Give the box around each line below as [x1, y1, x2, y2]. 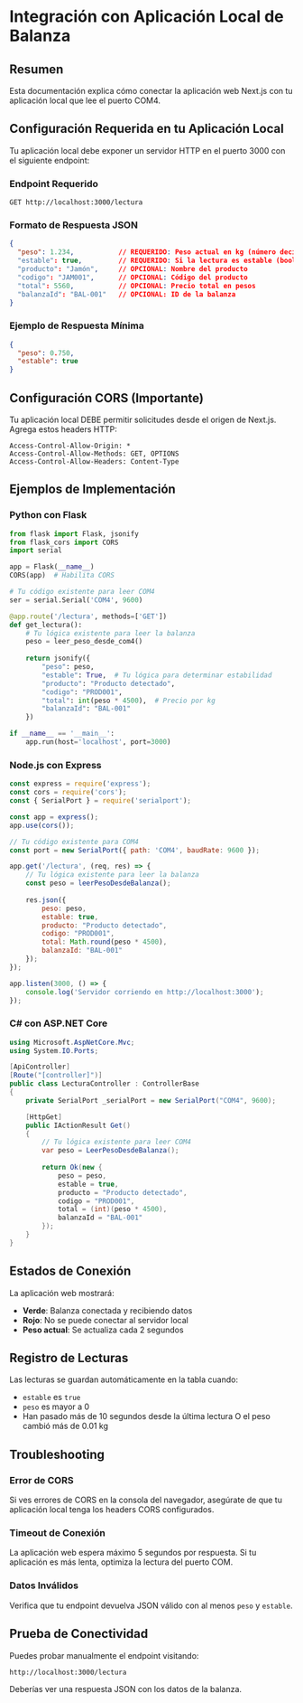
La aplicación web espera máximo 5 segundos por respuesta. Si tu [9, 1548, 257, 1558]
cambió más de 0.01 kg [22, 1421, 109, 1432]
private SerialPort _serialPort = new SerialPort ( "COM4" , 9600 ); [25, 1096, 277, 1105]
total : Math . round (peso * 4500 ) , [41, 937, 168, 946]
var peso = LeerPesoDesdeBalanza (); [41, 1146, 179, 1155]
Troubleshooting [9, 1446, 106, 1462]
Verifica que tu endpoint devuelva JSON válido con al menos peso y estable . [9, 1600, 293, 1611]
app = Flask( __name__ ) [9, 562, 95, 571]
